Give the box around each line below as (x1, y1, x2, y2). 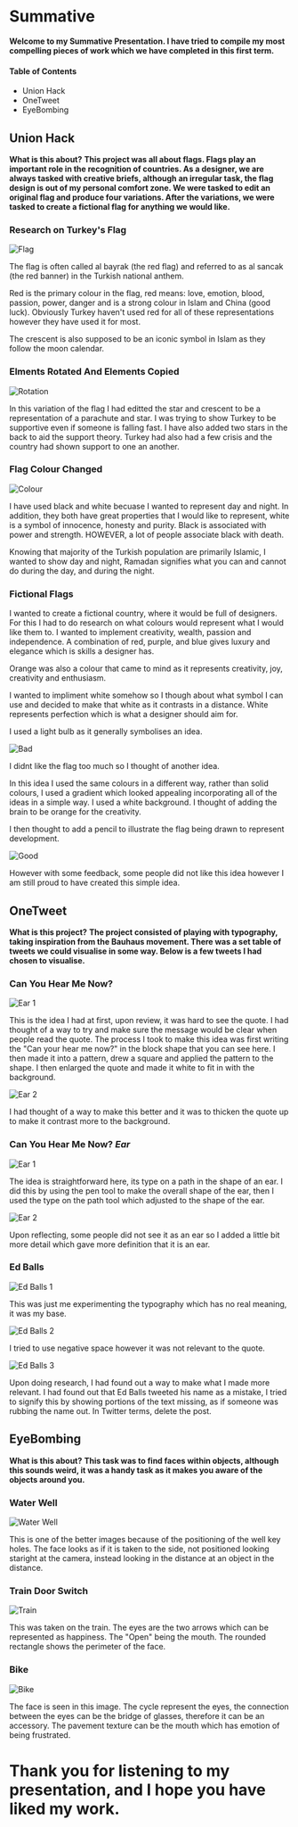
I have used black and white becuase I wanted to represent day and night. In (9, 500, 289, 511)
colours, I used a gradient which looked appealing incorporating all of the (9, 788, 278, 798)
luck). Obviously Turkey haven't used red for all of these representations (9, 307, 274, 318)
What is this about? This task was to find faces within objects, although (9, 1455, 279, 1466)
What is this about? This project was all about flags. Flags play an (9, 153, 256, 164)
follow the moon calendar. (9, 343, 105, 354)
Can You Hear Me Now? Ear (9, 1138, 131, 1151)
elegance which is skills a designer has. (9, 646, 155, 657)
